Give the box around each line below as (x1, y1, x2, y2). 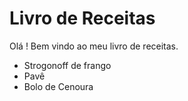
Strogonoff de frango (23, 59, 112, 71)
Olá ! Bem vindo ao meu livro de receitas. (9, 40, 179, 52)
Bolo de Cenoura (23, 80, 94, 92)
